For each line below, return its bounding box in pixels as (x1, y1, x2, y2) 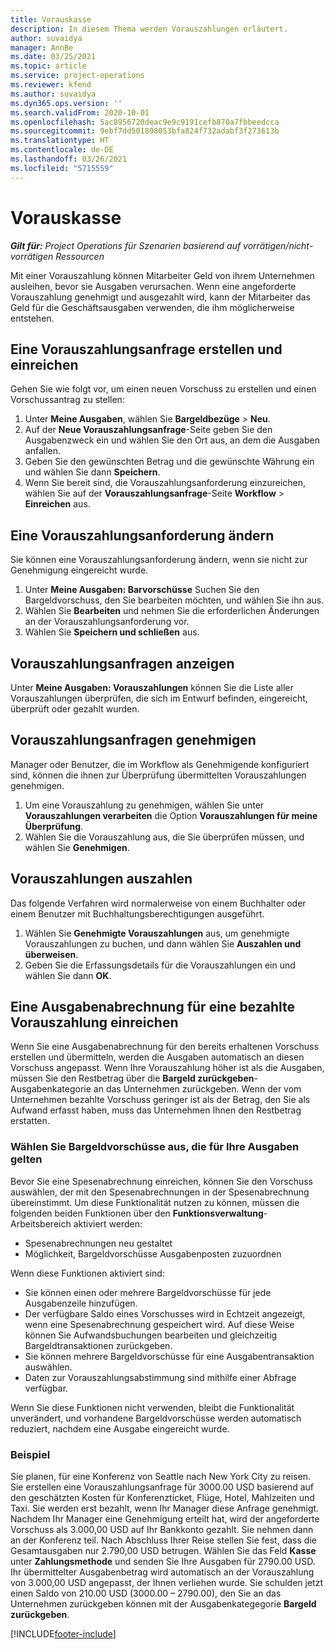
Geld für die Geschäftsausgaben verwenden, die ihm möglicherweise (10, 301, 295, 313)
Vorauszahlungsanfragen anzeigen (10, 655, 235, 672)
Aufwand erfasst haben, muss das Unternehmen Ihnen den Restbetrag (10, 1104, 302, 1116)
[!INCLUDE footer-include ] (10, 1628, 117, 1640)
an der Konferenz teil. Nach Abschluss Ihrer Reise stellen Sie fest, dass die (10, 1534, 317, 1546)
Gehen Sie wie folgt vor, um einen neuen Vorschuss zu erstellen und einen (10, 383, 317, 395)
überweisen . (24, 948, 79, 960)
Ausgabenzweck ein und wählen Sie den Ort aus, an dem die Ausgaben (24, 434, 320, 446)
